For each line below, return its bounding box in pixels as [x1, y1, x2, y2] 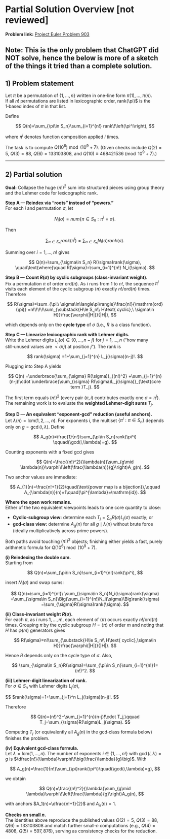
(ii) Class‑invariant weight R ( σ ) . [5, 611, 73, 617]
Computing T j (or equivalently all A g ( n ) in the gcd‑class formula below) [5, 729, 153, 736]
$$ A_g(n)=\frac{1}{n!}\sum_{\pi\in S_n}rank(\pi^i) [33, 434, 137, 440]
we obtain [5, 776, 26, 782]
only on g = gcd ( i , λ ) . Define [5, 424, 65, 430]
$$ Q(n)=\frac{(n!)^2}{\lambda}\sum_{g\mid [39, 786, 131, 792]
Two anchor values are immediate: [5, 474, 77, 480]
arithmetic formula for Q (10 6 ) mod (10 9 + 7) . [5, 543, 97, 551]
